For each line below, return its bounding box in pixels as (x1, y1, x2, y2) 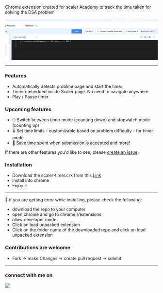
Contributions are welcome (5, 244, 71, 251)
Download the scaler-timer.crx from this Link (12, 172, 101, 179)
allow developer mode (12, 217, 57, 223)
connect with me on (5, 272, 53, 278)
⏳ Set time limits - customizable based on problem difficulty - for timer (12, 128, 153, 133)
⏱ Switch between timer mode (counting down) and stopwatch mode (12, 116, 150, 123)
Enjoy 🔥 (12, 183, 28, 189)
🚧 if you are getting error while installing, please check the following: (5, 197, 142, 203)
